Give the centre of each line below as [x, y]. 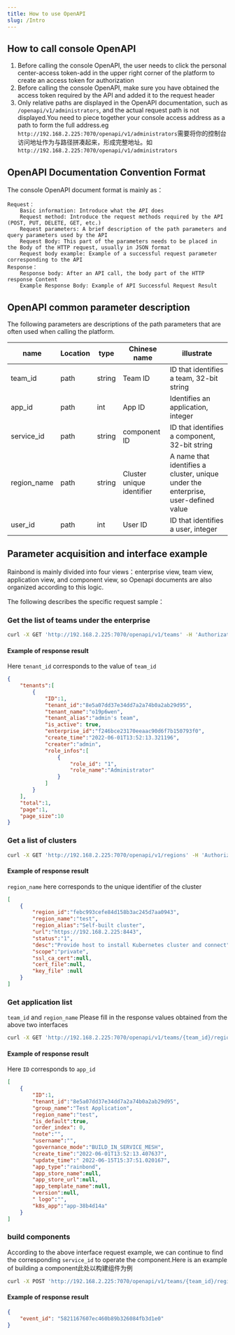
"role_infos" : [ [67, 751]
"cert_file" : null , [59, 965]
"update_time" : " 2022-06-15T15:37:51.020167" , [101, 1160]
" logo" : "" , [50, 1200]
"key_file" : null [57, 971]
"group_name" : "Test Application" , [83, 1108]
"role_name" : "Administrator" [112, 770]
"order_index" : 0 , [59, 1128]
